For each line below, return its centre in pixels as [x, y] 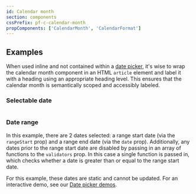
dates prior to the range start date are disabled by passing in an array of [94, 148]
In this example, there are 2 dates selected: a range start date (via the [91, 135]
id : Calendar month [30, 12]
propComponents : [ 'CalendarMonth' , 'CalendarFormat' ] [74, 28]
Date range [22, 122]
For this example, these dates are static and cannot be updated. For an [92, 178]
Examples [24, 52]
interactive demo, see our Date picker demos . [62, 185]
